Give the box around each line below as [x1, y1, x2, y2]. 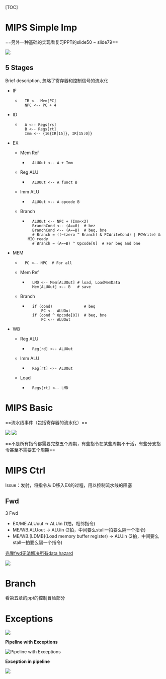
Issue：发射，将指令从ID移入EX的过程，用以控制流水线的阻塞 [5, 482, 132, 488]
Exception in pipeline [5, 658, 50, 664]
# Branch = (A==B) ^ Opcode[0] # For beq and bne [32, 241, 141, 246]
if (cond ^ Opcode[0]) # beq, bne [32, 312, 107, 318]
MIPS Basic [5, 402, 53, 414]
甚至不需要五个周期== [9, 447, 55, 453]
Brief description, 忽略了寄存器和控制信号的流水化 [5, 78, 109, 84]
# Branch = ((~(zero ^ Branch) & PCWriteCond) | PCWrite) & [32, 232, 161, 237]
